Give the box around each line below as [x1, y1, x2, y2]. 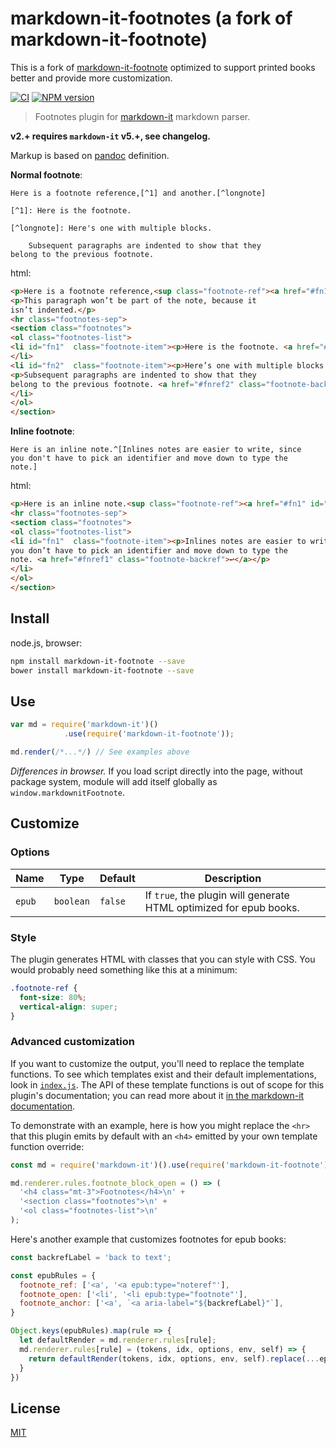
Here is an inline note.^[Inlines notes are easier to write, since [10, 445, 302, 455]
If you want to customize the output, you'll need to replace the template [10, 1057, 305, 1069]
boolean [53, 895, 90, 907]
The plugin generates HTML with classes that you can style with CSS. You [10, 953, 316, 965]
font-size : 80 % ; [19, 992, 87, 1002]
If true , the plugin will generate [144, 888, 290, 902]
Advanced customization [10, 1035, 135, 1049]
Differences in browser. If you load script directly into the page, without [10, 765, 303, 777]
